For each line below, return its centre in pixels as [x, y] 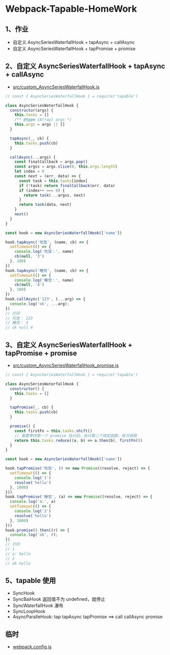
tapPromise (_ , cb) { [32, 407]
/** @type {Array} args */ [43, 120]
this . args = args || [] [40, 125]
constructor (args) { [32, 110]
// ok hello [18, 563]
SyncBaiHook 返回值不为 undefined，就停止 [59, 599]
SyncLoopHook [29, 612]
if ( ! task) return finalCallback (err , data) [67, 185]
